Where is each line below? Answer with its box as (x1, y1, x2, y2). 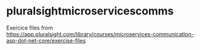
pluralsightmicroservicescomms (6, 4, 174, 18)
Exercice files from (6, 24, 53, 31)
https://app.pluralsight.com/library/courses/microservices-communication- (6, 30, 194, 37)
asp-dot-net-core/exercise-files (6, 37, 86, 44)
